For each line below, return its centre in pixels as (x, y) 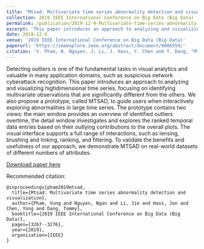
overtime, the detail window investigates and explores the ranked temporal (100, 120)
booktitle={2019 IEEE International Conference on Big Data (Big (96, 214)
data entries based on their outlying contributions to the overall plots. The (98, 127)
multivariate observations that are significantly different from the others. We (101, 94)
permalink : (20, 23)
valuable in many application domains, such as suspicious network (90, 75)
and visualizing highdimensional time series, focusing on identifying (91, 88)
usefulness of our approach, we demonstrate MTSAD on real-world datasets (102, 146)
